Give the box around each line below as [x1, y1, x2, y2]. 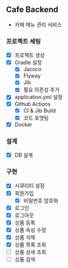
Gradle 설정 [14, 59, 42, 66]
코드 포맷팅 [23, 114, 49, 121]
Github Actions [14, 100, 51, 108]
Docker [14, 120, 33, 128]
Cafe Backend [6, 5, 59, 15]
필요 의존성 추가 [23, 86, 60, 93]
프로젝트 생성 [14, 52, 45, 59]
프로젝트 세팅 [6, 37, 41, 45]
